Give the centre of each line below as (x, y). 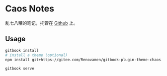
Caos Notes (30, 9)
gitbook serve (20, 69)
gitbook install (22, 50)
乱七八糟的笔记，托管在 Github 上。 (42, 23)
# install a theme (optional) (37, 55)
